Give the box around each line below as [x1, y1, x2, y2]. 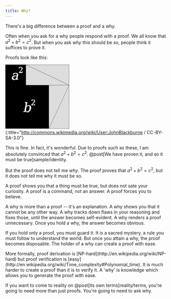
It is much [142, 261, 163, 267]
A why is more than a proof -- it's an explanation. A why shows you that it [5, 203, 160, 209]
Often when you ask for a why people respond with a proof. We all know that [5, 33, 166, 39]
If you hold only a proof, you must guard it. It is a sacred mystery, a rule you [5, 229, 164, 236]
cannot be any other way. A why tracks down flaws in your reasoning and [5, 209, 160, 215]
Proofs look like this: [5, 54, 48, 61]
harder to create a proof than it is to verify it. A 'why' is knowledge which [5, 267, 158, 273]
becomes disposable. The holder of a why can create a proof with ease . [5, 241, 157, 247]
